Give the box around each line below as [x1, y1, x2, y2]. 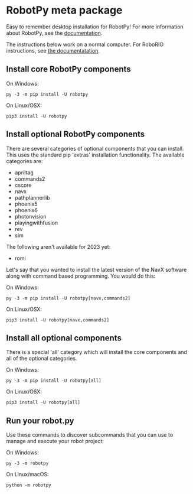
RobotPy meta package [6, 4, 123, 17]
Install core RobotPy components [6, 64, 131, 74]
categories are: [6, 157, 43, 164]
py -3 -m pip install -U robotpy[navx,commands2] [6, 295, 131, 301]
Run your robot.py [6, 415, 74, 425]
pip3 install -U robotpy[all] [6, 399, 81, 405]
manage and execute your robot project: [6, 438, 104, 445]
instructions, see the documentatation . [6, 47, 100, 54]
